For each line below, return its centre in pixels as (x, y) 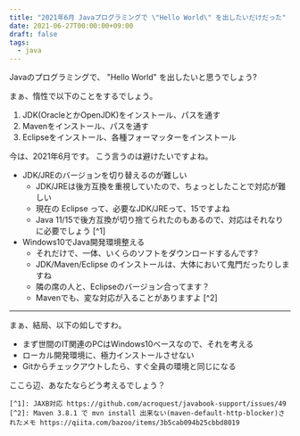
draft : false (33, 34)
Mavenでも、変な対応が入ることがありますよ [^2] (126, 298)
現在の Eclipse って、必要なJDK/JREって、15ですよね (133, 209)
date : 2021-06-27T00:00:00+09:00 (71, 26)
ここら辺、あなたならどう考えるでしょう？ (87, 385)
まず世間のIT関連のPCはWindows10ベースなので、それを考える (138, 344)
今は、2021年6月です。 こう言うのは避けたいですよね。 (111, 156)
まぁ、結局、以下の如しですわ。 (68, 325)
